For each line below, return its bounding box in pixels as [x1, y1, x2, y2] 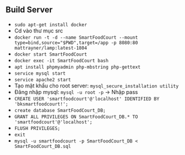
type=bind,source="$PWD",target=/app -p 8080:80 [14, 39, 138, 45]
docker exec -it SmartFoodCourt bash [14, 57, 109, 63]
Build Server [5, 5, 53, 15]
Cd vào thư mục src [14, 27, 63, 34]
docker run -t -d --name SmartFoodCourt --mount [14, 34, 138, 41]
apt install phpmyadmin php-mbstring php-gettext [14, 64, 141, 70]
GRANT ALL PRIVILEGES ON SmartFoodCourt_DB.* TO [14, 114, 138, 120]
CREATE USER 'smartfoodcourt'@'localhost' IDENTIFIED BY [14, 96, 160, 102]
